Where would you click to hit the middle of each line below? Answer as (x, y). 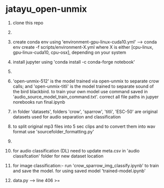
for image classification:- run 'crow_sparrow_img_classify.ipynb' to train (86, 165)
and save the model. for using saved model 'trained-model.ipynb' (79, 171)
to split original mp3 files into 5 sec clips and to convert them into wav (84, 126)
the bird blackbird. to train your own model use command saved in (80, 91)
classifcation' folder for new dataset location (58, 156)
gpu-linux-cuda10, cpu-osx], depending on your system (69, 52)
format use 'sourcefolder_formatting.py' (53, 131)
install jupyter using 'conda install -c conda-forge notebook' (74, 62)
